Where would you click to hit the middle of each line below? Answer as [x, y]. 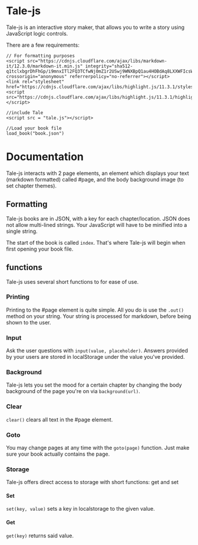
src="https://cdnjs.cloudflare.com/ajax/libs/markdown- [97, 61]
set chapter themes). [32, 186]
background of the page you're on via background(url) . [73, 391]
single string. [22, 231]
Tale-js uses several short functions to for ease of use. [72, 281]
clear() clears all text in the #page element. [60, 419]
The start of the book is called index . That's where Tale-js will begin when [96, 242]
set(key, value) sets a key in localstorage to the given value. [80, 509]
